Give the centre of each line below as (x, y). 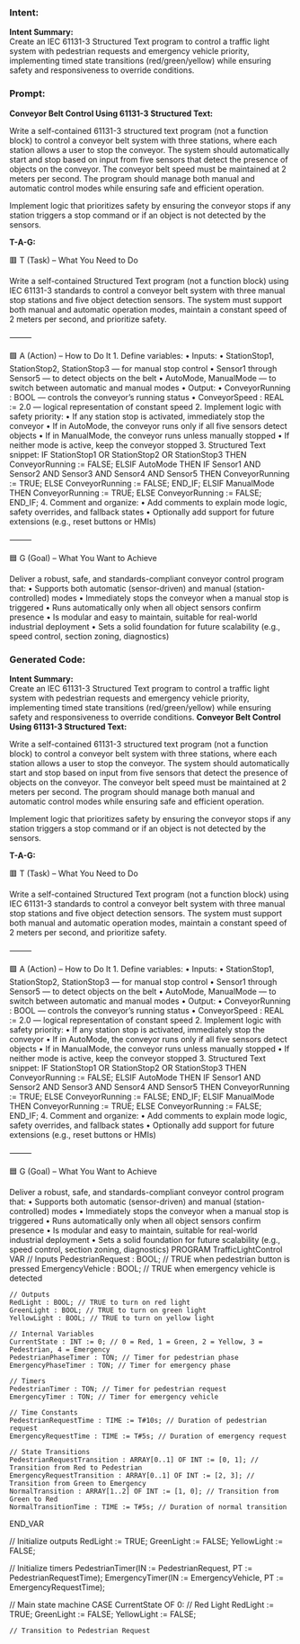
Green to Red (34, 1499)
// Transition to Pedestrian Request (80, 1631)
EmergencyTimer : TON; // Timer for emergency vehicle (114, 1397)
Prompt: (27, 94)
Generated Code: (48, 659)
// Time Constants (44, 1412)
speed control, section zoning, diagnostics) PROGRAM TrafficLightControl (146, 1249)
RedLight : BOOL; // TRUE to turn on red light (100, 1302)
